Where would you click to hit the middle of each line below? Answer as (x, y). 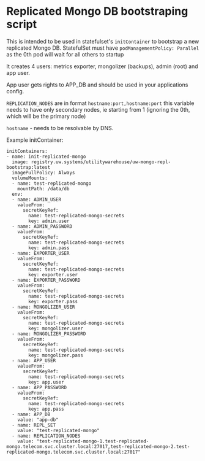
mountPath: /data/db (43, 188)
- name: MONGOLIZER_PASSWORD (49, 334)
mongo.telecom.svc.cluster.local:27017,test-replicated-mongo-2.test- (98, 446)
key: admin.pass (49, 248)
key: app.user (46, 382)
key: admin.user (49, 221)
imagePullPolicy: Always (43, 172)
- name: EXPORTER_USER (41, 253)
